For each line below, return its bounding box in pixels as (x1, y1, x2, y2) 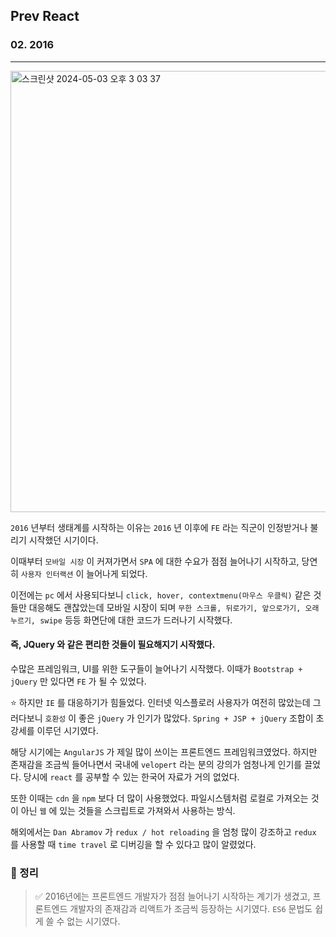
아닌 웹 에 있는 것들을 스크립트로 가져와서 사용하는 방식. (20, 804, 236, 816)
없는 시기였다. (66, 915, 121, 928)
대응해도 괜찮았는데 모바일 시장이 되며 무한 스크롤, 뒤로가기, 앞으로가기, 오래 (28, 601, 320, 613)
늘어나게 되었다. (86, 567, 148, 579)
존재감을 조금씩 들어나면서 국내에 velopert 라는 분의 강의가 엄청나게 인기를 (10, 758, 303, 770)
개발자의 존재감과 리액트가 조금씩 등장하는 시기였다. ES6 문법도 (69, 903, 313, 915)
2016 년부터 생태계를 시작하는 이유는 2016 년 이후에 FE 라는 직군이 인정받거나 (10, 521, 308, 533)
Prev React (10, 8, 80, 25)
